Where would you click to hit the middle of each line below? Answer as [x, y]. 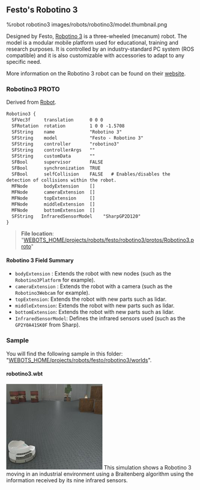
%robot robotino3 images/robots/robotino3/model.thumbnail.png [87, 24]
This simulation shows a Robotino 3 [147, 467]
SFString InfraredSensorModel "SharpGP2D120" [76, 216]
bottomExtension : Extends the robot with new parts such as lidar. [95, 312]
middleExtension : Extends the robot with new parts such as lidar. [95, 306]
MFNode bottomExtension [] [53, 210]
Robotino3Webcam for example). [52, 293]
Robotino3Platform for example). [55, 280]
